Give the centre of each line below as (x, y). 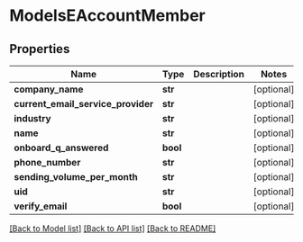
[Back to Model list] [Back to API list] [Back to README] (113, 229)
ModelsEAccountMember (107, 16)
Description (219, 74)
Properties (40, 49)
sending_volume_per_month (76, 177)
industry (32, 118)
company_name (49, 89)
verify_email (41, 206)
